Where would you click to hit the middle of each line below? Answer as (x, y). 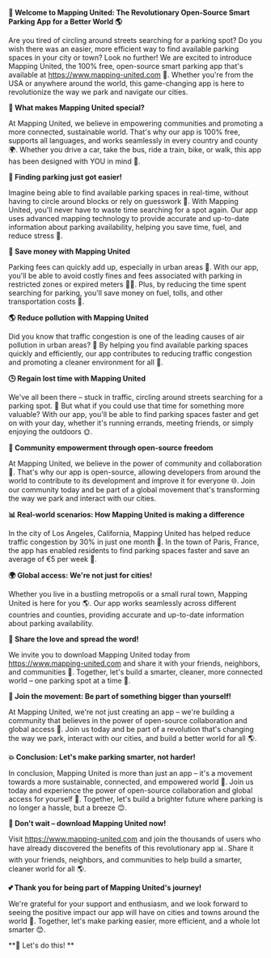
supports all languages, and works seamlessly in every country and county (133, 141)
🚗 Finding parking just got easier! (66, 177)
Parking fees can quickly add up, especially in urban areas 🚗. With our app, (133, 267)
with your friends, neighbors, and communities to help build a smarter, (125, 860)
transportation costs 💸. (47, 301)
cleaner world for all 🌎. (47, 869)
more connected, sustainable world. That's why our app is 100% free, (124, 132)
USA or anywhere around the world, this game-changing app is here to (126, 83)
